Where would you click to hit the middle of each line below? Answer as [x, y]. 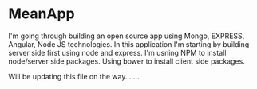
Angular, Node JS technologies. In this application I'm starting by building [129, 44]
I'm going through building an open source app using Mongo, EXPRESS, [127, 36]
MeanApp [42, 14]
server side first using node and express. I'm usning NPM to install [117, 52]
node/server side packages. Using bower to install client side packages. [127, 61]
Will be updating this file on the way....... [74, 76]
